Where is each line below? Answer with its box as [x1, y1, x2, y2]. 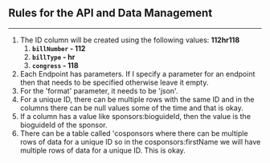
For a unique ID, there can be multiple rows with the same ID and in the [19, 94, 255, 104]
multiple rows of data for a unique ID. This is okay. [19, 145, 186, 155]
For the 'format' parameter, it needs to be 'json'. [19, 85, 178, 95]
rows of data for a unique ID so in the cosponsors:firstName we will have [19, 137, 261, 146]
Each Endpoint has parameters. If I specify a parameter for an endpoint [19, 69, 256, 78]
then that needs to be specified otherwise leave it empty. [19, 78, 209, 87]
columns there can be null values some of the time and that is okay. [19, 103, 243, 113]
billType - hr [31, 52, 76, 62]
